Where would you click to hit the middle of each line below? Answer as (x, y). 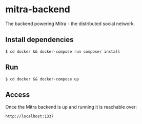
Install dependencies (39, 40)
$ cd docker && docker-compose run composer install (63, 51)
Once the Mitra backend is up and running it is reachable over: (71, 107)
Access (17, 95)
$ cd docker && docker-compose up (42, 79)
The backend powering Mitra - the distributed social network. (70, 24)
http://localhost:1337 (29, 116)
